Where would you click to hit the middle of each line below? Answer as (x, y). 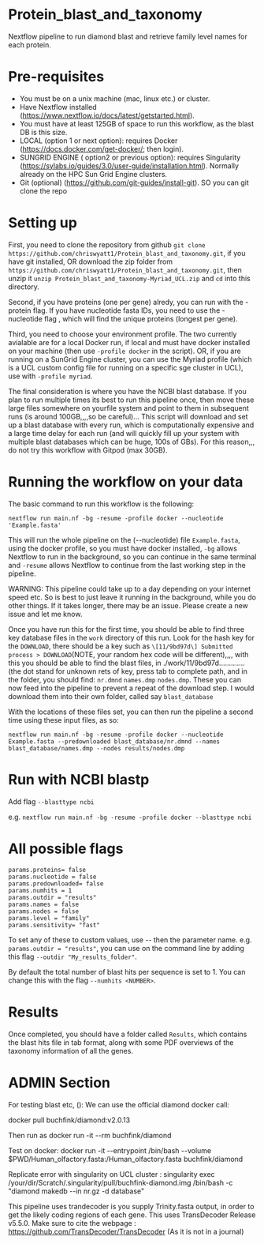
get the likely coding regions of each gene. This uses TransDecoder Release (132, 1215)
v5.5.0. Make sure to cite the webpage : (72, 1223)
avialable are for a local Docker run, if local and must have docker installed (129, 342)
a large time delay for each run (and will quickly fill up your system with (124, 433)
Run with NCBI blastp (79, 779)
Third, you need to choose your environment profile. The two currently (123, 334)
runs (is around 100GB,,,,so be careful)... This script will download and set (128, 416)
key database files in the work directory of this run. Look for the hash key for (131, 637)
